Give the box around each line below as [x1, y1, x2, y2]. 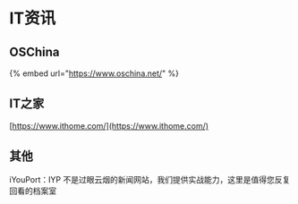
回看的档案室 [9, 185, 56, 196]
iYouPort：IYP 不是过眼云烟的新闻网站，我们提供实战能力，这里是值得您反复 [9, 174, 291, 184]
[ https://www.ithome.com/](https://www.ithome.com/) [9, 120, 209, 131]
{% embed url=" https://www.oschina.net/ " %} [9, 68, 180, 79]
